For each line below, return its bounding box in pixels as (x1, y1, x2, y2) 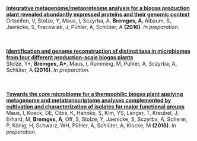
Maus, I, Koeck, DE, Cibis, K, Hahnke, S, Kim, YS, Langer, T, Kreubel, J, (6, 110, 179, 116)
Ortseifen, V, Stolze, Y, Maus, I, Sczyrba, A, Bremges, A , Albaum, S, (6, 17, 171, 24)
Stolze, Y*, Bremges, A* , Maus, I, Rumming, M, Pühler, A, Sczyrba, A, (6, 60, 177, 67)
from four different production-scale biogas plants (6, 54, 134, 60)
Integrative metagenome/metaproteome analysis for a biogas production (6, 5, 190, 11)
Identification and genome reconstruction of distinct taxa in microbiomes (6, 47, 191, 55)
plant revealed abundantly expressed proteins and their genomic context (6, 11, 190, 18)
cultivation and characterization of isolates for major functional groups (6, 103, 185, 110)
